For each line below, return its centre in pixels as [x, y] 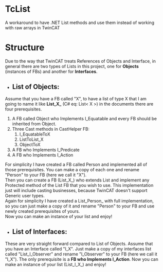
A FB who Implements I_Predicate [46, 150]
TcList [18, 9]
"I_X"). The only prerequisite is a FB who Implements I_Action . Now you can [82, 259]
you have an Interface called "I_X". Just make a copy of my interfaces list [78, 249]
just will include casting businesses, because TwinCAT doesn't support [76, 190]
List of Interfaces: [39, 232]
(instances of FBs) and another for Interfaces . [51, 71]
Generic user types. [25, 195]
